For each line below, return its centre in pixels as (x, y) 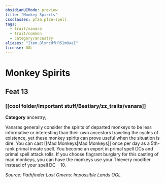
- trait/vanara (26, 29)
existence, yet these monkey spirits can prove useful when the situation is (82, 138)
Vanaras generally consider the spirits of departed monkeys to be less (79, 127)
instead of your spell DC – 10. (36, 165)
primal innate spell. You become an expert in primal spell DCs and (85, 148)
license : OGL (19, 48)
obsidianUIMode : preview (31, 10)
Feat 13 (17, 92)
